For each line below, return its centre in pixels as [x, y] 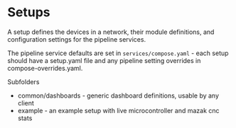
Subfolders [23, 81]
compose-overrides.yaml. [45, 68]
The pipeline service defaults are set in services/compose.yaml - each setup [118, 53]
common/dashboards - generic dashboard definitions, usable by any [118, 95]
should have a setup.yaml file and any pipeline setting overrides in [104, 60]
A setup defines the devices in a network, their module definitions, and [111, 32]
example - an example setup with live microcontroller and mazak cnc [118, 110]
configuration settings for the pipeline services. [77, 39]
